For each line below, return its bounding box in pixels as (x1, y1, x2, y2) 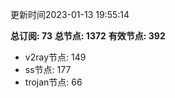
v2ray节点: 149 (24, 51, 87, 63)
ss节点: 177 (24, 64, 72, 75)
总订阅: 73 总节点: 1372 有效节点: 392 (10, 30, 166, 42)
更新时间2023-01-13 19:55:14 (10, 9, 130, 20)
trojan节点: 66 (24, 76, 83, 88)
